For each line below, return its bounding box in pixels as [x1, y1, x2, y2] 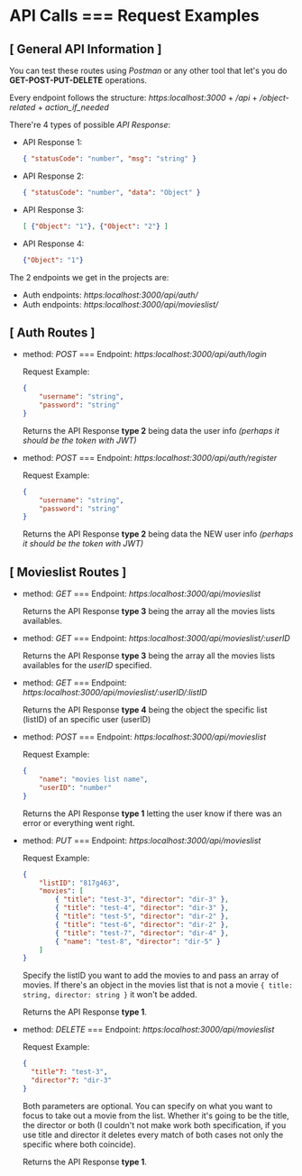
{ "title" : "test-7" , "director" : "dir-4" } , [55, 928, 230, 938]
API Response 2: [22, 170, 84, 181]
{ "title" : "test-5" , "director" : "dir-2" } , [55, 912, 230, 921]
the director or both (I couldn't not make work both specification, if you [22, 1119, 287, 1130]
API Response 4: [22, 238, 85, 249]
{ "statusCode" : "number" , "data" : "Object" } [22, 188, 201, 197]
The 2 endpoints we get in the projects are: [9, 271, 169, 282]
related [9, 102, 36, 113]
